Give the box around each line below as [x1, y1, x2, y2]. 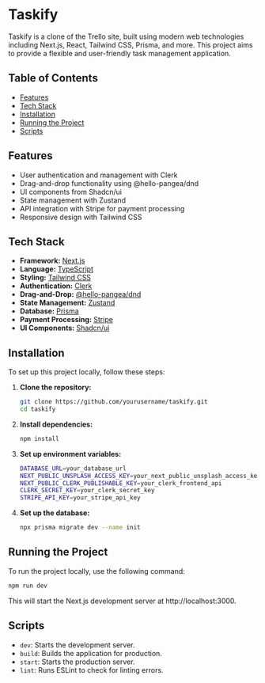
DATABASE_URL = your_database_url [19, 465, 127, 472]
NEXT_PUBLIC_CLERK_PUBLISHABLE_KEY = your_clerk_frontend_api [19, 479, 222, 488]
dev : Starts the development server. [19, 639, 135, 650]
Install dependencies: [19, 419, 93, 429]
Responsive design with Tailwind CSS [19, 212, 142, 222]
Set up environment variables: [19, 449, 122, 458]
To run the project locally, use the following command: [8, 566, 186, 575]
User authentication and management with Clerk [19, 170, 178, 180]
